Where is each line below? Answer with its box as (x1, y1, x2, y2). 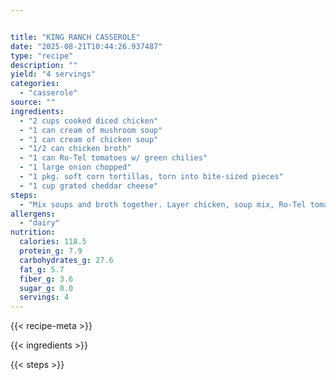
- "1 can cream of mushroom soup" (19, 125, 163, 135)
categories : (10, 79, 60, 89)
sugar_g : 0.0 (19, 283, 74, 293)
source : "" (10, 97, 56, 107)
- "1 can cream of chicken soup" (19, 134, 159, 145)
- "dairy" (19, 218, 60, 228)
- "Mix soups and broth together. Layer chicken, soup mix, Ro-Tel (19, 199, 307, 210)
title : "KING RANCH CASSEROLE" (10, 32, 141, 42)
